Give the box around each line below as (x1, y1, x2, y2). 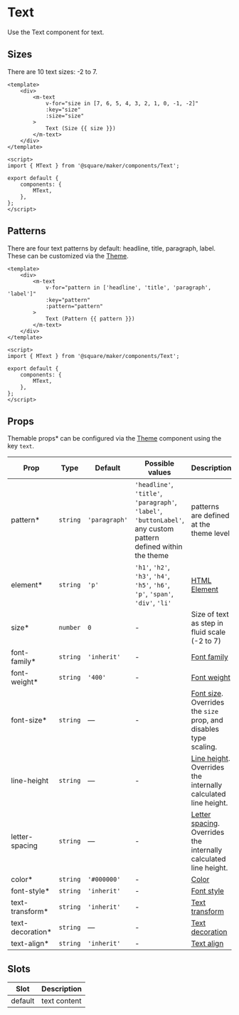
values (148, 468, 171, 478)
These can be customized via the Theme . (7, 251, 129, 260)
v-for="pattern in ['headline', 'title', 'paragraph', (45, 284, 212, 291)
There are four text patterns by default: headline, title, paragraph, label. (7, 243, 216, 253)
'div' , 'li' (134, 598, 172, 608)
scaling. (191, 742, 218, 752)
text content (41, 996, 82, 1006)
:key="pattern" (45, 296, 91, 303)
